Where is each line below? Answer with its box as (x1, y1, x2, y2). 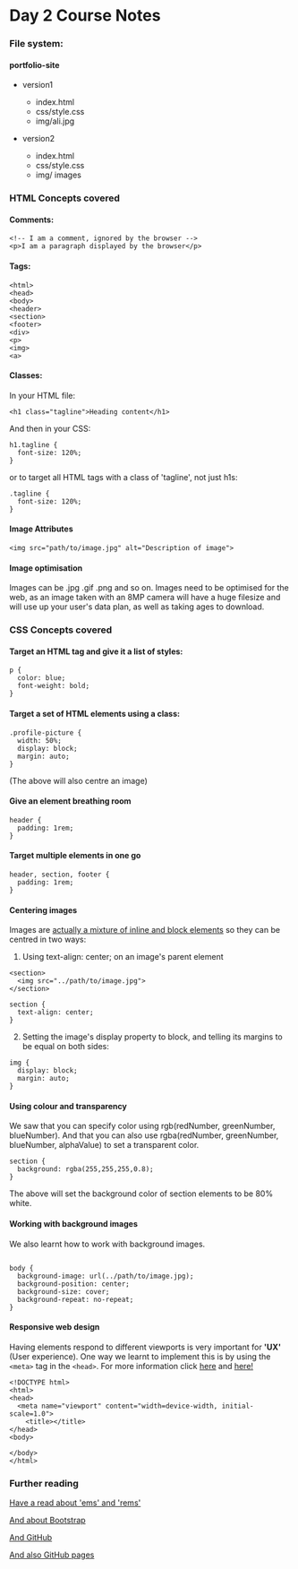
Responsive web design (9, 1322, 100, 1332)
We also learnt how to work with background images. (9, 1238, 206, 1249)
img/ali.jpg (35, 116, 75, 126)
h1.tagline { (9, 440, 58, 449)
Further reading (9, 1477, 79, 1489)
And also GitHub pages (9, 1549, 95, 1560)
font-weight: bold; (17, 682, 90, 691)
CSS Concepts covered (9, 624, 113, 636)
